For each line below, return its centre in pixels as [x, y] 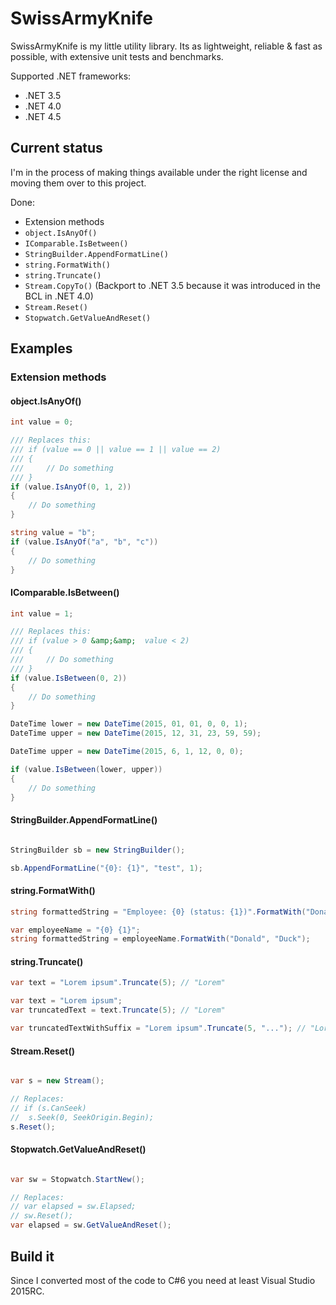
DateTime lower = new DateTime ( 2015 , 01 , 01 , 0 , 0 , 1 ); [129, 724]
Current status [56, 148]
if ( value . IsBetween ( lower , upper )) [86, 769]
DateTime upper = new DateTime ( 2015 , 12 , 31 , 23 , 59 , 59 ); [136, 733]
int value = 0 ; [42, 422]
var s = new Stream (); [57, 1081]
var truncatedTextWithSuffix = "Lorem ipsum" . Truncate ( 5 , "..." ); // [158, 1028]
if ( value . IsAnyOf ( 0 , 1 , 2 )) [71, 487]
